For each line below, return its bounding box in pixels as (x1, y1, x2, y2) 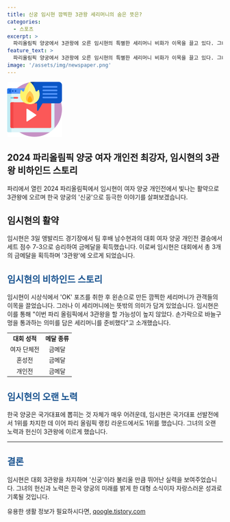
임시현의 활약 (7, 215, 60, 226)
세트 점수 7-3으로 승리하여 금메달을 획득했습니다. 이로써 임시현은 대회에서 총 (7, 243, 211, 251)
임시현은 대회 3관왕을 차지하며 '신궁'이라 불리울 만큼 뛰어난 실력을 (7, 475, 183, 484)
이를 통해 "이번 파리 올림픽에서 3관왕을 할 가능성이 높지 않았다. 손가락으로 (7, 310, 203, 318)
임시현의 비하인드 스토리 (7, 273, 103, 285)
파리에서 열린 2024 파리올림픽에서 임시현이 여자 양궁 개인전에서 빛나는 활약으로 (7, 184, 220, 192)
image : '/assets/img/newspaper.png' (7, 62, 112, 69)
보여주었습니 (183, 475, 218, 484)
